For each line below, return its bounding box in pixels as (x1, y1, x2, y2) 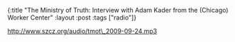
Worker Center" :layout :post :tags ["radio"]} (7, 13, 137, 22)
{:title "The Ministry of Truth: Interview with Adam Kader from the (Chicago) (7, 6, 229, 14)
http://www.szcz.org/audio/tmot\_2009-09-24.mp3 (7, 27, 158, 35)
